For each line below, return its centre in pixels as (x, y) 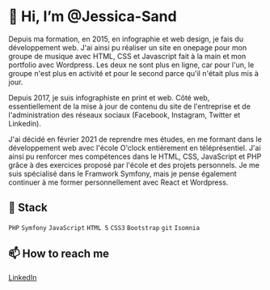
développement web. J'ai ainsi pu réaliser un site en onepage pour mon (128, 47)
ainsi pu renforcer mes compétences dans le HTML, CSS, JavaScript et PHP (135, 156)
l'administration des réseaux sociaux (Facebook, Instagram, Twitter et (124, 115)
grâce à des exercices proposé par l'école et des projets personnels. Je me (134, 164)
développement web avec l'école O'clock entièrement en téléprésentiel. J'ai (135, 147)
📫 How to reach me (59, 254)
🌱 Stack (28, 208)
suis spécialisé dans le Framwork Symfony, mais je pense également (122, 173)
